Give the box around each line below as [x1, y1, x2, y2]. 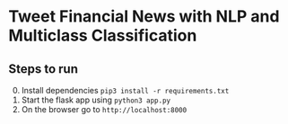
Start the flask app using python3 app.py [21, 94, 171, 105]
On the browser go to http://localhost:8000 [21, 104, 188, 114]
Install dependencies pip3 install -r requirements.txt [21, 85, 230, 95]
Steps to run [8, 61, 78, 76]
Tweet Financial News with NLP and [8, 6, 280, 27]
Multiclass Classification [8, 25, 197, 46]
